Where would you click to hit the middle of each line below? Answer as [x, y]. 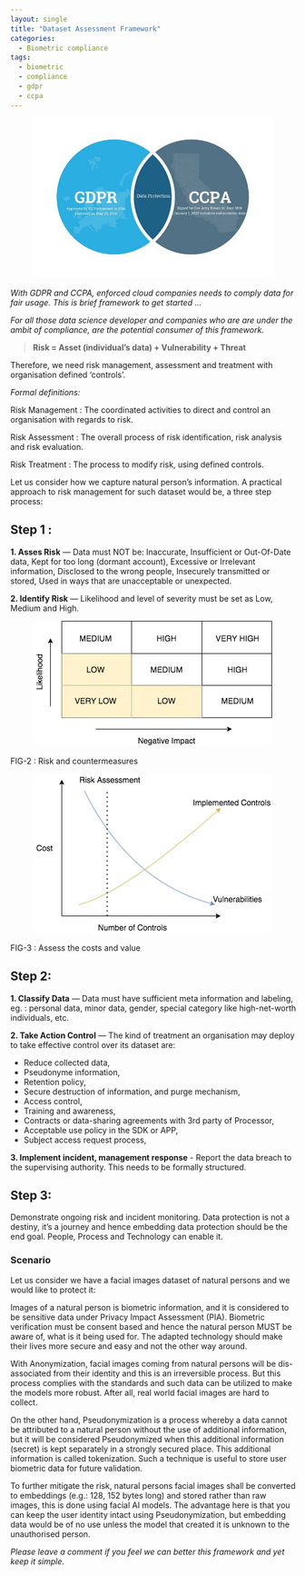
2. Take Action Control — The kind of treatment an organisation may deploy [152, 1035]
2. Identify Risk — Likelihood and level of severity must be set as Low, [142, 598]
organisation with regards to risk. [72, 419]
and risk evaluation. [47, 446]
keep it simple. [38, 1561]
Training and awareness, [69, 1111]
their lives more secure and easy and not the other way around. [129, 1346]
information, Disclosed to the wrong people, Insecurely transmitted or [140, 571]
